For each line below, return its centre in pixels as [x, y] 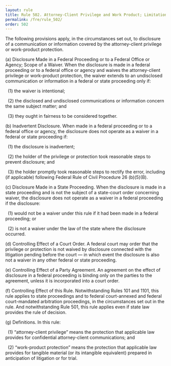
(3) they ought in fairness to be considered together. [63, 116]
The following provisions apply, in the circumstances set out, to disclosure [83, 39]
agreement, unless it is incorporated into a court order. [62, 281]
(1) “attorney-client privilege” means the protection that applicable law [81, 332]
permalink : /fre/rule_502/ [34, 19]
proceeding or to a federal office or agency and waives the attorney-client [83, 70]
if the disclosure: [23, 203]
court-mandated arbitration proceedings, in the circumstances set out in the [85, 302]
